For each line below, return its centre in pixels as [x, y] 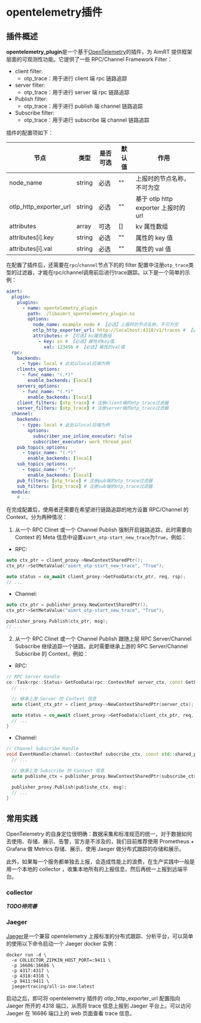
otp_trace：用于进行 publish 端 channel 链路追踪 [83, 106]
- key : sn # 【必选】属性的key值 [76, 341]
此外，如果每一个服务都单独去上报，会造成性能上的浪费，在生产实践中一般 [98, 862]
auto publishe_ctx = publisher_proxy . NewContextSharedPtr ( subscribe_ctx [104, 776]
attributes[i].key [31, 237]
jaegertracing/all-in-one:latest [53, 986]
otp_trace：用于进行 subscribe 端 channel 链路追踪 [86, 120]
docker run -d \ [26, 955]
